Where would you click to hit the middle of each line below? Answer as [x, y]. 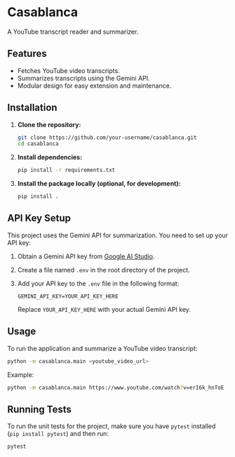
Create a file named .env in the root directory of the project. [104, 270]
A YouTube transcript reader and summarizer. [73, 32]
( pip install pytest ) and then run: [58, 434]
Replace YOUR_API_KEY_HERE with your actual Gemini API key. [104, 309]
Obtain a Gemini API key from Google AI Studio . [86, 256]
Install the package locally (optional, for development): [99, 184]
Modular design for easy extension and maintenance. [94, 86]
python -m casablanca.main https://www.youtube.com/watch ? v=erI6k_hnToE [116, 388]
